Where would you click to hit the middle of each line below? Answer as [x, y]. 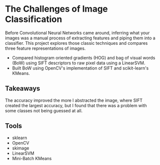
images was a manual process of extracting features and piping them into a [80, 38]
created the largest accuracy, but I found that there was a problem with [76, 105]
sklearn [20, 138]
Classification [33, 19]
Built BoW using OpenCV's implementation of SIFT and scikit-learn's [80, 68]
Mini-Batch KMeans [32, 158]
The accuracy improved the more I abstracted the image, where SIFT [74, 100]
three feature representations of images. [45, 48]
